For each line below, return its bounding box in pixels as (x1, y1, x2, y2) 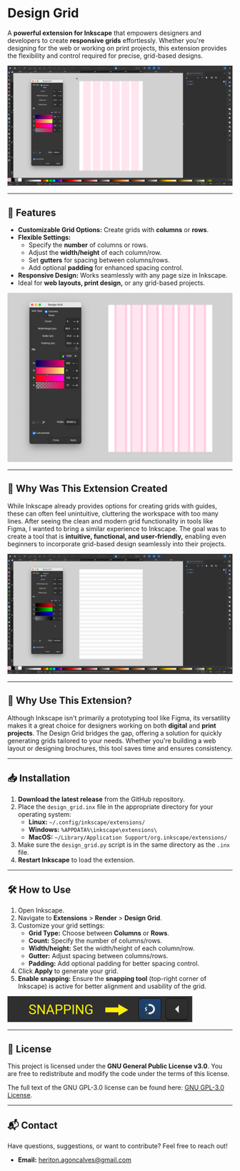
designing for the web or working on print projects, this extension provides (7, 44, 227, 52)
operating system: (17, 810, 71, 818)
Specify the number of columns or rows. (28, 241, 149, 249)
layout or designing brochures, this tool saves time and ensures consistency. (7, 744, 233, 753)
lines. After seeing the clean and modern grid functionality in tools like (7, 516, 214, 526)
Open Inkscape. (17, 906, 65, 915)
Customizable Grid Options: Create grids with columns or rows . (17, 225, 209, 233)
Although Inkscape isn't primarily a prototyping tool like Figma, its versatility (7, 713, 231, 722)
